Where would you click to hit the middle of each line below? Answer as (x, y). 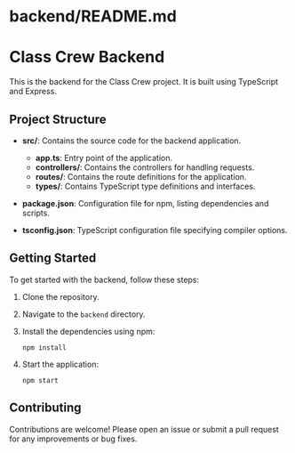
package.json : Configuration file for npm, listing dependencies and (145, 203)
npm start (40, 380)
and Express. (33, 92)
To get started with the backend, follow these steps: (104, 279)
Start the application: (60, 364)
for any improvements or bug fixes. (73, 439)
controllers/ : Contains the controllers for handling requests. (145, 167)
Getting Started (53, 259)
